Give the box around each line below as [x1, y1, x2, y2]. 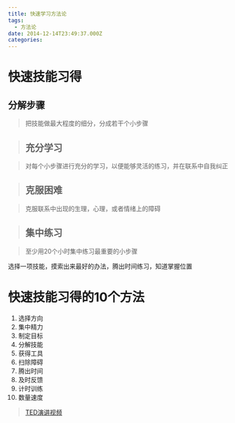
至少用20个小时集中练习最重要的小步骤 [25, 247, 138, 255]
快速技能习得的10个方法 [8, 289, 145, 305]
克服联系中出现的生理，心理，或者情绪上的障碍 [25, 204, 161, 213]
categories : [8, 37, 43, 44]
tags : [8, 17, 24, 24]
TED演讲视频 [25, 408, 62, 416]
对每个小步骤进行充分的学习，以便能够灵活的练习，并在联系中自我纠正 [25, 161, 229, 170]
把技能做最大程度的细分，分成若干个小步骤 [25, 119, 149, 127]
